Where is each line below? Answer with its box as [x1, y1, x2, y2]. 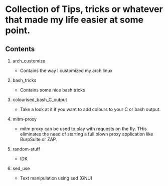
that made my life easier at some [5, 14, 144, 25]
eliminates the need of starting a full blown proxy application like [20, 131, 153, 137]
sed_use [12, 165, 30, 171]
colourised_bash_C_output [12, 96, 67, 102]
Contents [5, 44, 35, 53]
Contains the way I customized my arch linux [20, 67, 113, 73]
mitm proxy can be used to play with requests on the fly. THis [20, 126, 147, 131]
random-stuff [12, 146, 40, 152]
